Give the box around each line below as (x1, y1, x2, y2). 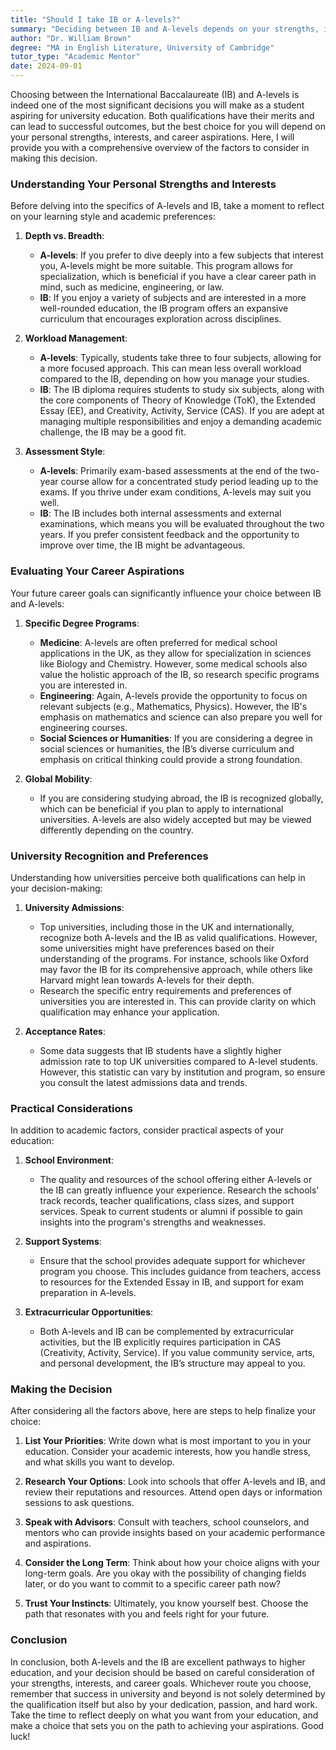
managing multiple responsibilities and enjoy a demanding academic (39, 416, 322, 428)
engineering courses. (39, 721, 128, 733)
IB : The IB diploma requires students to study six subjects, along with (39, 384, 325, 396)
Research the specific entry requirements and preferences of (39, 984, 292, 996)
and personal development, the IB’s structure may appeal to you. (39, 1357, 306, 1370)
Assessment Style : (24, 446, 106, 458)
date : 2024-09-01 (10, 61, 83, 71)
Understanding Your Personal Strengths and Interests (10, 177, 277, 191)
